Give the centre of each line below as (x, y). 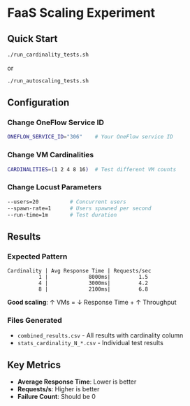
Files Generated (35, 321)
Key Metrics (34, 365)
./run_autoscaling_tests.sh (48, 81)
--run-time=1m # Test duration (62, 215)
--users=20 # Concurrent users (67, 202)
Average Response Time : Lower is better (77, 382)
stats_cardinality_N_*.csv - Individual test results (90, 343)
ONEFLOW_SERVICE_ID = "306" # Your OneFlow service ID (90, 137)
